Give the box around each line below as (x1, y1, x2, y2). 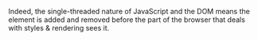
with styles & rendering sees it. (8, 24, 110, 32)
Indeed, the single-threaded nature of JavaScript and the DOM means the (8, 7, 251, 16)
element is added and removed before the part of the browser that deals (8, 15, 245, 24)
